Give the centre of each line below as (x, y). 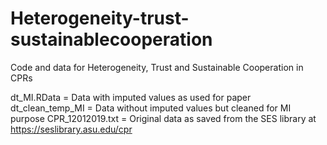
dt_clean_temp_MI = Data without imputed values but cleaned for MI (151, 108)
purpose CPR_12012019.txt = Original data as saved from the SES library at (163, 118)
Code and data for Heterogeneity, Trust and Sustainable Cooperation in (157, 67)
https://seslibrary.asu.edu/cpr (71, 129)
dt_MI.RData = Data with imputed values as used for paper (131, 97)
